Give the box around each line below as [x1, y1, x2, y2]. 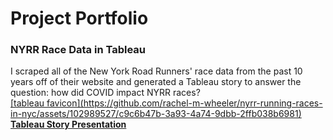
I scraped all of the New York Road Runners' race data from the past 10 [10, 65, 303, 77]
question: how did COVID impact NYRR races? [10, 87, 201, 99]
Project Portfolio [10, 7, 149, 30]
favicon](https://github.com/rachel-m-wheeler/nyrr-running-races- [46, 97, 323, 109]
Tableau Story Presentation [10, 118, 127, 131]
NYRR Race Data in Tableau [10, 43, 146, 57]
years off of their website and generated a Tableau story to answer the [10, 76, 302, 88]
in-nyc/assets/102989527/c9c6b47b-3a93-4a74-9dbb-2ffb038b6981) [10, 108, 302, 120]
